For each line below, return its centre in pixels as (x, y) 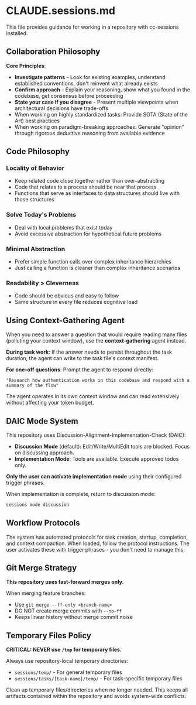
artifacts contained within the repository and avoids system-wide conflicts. (96, 696)
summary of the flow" (32, 386)
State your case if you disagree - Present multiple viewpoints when (96, 102)
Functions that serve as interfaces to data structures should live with (97, 193)
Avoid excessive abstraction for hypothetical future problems (88, 234)
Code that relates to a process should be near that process (85, 187)
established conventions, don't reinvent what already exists (86, 83)
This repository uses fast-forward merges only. (65, 582)
